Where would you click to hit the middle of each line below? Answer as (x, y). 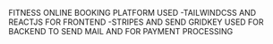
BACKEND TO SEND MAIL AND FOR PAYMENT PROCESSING (121, 31)
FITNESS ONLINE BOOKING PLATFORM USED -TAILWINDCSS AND (132, 13)
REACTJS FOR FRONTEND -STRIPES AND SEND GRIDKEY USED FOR (136, 22)
